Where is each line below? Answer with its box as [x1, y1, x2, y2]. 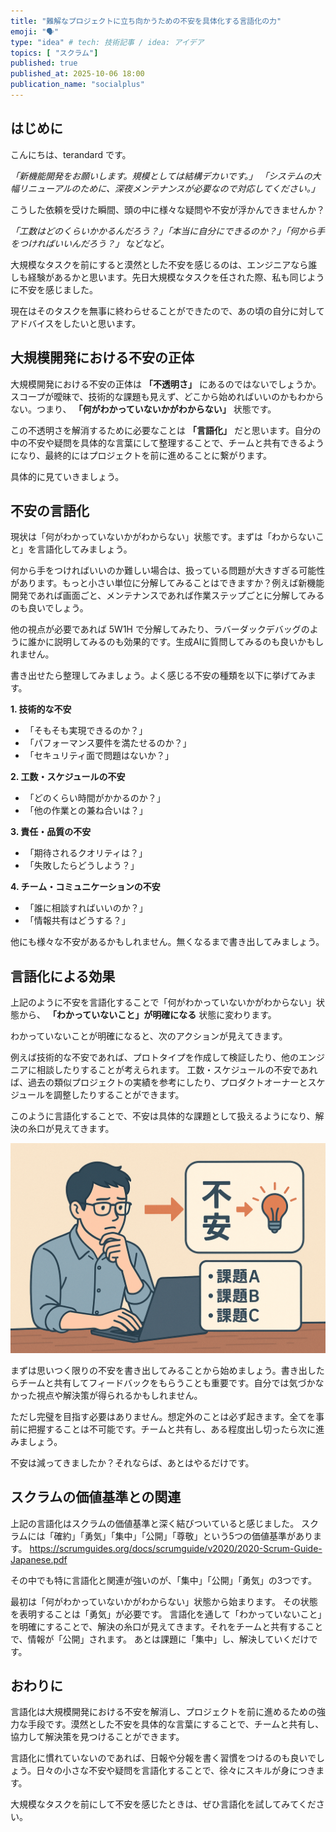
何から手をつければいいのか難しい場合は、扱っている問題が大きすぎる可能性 [10, 565, 326, 577]
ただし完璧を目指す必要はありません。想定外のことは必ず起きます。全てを [10, 1410, 316, 1422]
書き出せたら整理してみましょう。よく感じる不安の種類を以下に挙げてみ [10, 670, 308, 682]
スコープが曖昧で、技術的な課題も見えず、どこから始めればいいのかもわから [10, 390, 325, 402]
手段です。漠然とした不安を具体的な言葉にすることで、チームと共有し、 [27, 1718, 325, 1730]
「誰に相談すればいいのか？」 [24, 902, 148, 914]
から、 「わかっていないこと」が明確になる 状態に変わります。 [18, 1009, 277, 1021]
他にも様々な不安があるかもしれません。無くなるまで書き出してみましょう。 [10, 936, 325, 948]
